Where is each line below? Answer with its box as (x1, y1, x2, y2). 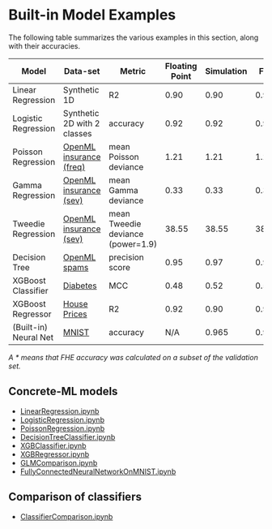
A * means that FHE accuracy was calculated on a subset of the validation (8, 352, 259, 362)
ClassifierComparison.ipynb (19, 511, 113, 521)
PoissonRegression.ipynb (19, 424, 105, 433)
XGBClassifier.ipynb (19, 441, 87, 450)
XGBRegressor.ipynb (19, 449, 90, 459)
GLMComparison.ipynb (19, 458, 98, 467)
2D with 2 (63, 118, 100, 129)
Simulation (205, 65, 248, 76)
